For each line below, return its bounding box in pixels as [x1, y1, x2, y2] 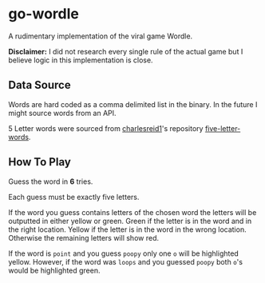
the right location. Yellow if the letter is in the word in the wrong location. [8, 225, 247, 234]
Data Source [8, 78, 71, 92]
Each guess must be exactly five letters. [8, 192, 140, 201]
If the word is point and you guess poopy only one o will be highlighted [8, 249, 239, 258]
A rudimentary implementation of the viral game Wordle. [8, 31, 193, 41]
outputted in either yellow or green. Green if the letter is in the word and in [8, 216, 252, 225]
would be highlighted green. [8, 265, 101, 275]
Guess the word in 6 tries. [8, 177, 93, 186]
